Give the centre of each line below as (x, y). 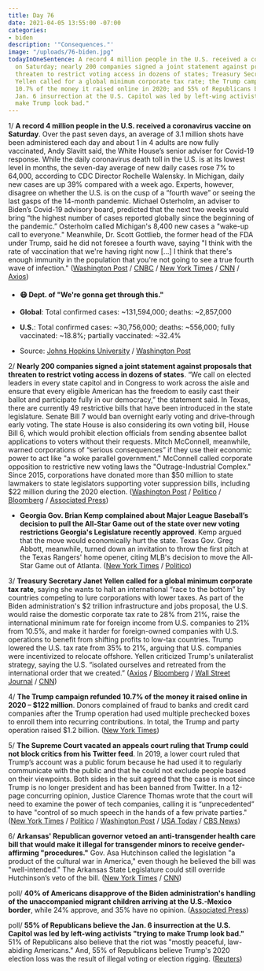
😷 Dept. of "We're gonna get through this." (92, 294)
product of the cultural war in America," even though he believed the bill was (132, 861)
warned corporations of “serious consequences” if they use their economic (130, 450)
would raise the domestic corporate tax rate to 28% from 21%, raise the (124, 615)
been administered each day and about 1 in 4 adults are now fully (114, 143)
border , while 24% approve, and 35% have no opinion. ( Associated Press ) (128, 910)
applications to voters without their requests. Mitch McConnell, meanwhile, (129, 441)
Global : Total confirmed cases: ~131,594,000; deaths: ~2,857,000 (125, 312)
